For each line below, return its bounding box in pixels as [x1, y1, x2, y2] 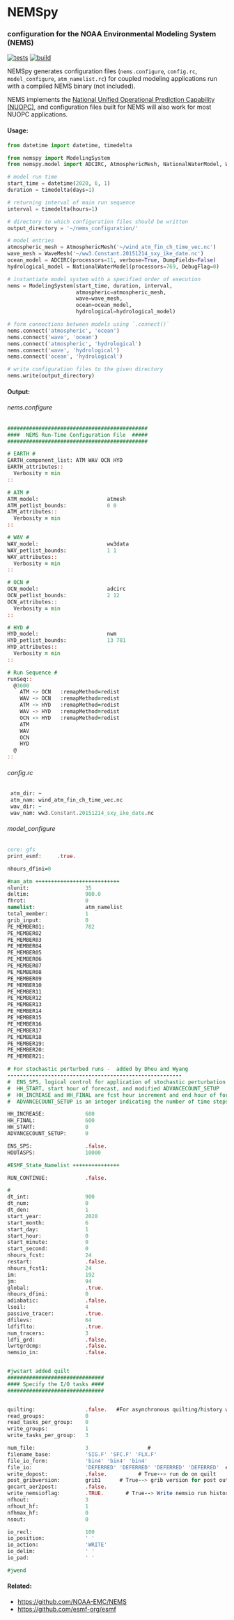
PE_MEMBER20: [7, 1047, 45, 1053]
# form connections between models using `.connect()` [7, 321, 170, 328]
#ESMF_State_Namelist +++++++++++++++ [7, 1162, 120, 1169]
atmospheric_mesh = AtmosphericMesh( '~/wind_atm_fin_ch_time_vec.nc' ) [7, 243, 217, 251]
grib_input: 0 [7, 917, 89, 924]
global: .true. [7, 1284, 104, 1291]
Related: [7, 1582, 33, 1591]
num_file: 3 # [7, 1445, 151, 1452]
